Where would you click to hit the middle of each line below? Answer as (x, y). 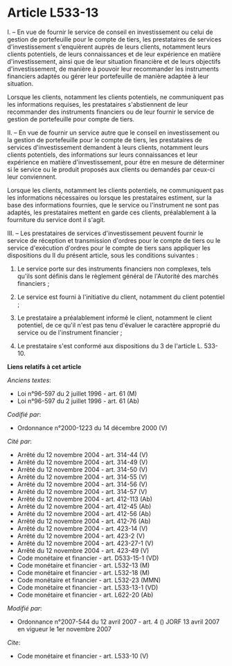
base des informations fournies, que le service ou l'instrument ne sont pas (113, 205)
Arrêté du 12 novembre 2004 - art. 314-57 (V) (82, 491)
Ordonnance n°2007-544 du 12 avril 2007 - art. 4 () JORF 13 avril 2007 (118, 622)
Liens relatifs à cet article (44, 366)
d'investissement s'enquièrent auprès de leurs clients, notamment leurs (109, 46)
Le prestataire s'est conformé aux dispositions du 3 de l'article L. (110, 345)
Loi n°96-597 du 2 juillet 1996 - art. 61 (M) (77, 393)
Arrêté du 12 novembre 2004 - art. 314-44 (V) (82, 454)
